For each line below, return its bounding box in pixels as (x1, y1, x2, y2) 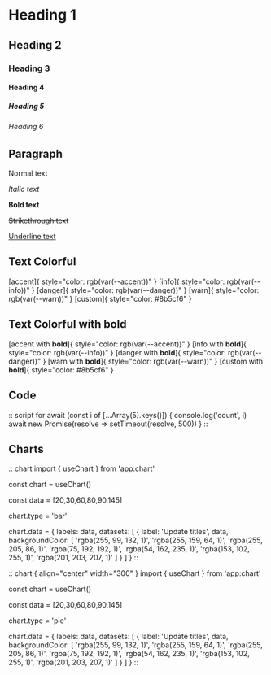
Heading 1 (8, 6, 77, 24)
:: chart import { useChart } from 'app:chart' (8, 464, 155, 473)
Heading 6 (8, 122, 44, 132)
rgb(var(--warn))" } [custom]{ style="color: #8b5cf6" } (8, 294, 193, 303)
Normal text (8, 168, 48, 178)
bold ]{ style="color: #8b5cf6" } (8, 364, 114, 375)
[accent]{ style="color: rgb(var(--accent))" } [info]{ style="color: (8, 277, 225, 286)
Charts (8, 442, 45, 456)
